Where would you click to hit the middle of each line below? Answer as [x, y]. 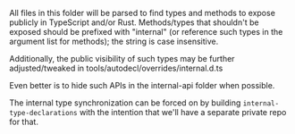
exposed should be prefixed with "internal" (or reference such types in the [146, 32]
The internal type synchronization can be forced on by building [125, 103]
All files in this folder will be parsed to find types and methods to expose [142, 13]
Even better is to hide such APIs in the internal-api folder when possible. [142, 85]
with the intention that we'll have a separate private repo [183, 112]
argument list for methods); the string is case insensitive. [114, 41]
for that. [24, 121]
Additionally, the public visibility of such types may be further [122, 59]
